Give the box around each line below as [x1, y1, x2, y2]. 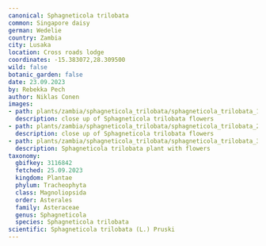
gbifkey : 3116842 [15, 160, 73, 167]
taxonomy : [8, 152, 41, 160]
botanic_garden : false [8, 71, 83, 79]
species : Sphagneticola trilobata [15, 218, 129, 226]
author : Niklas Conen [8, 93, 80, 101]
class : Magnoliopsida [15, 188, 87, 197]
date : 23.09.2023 [8, 78, 66, 86]
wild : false [8, 63, 47, 71]
